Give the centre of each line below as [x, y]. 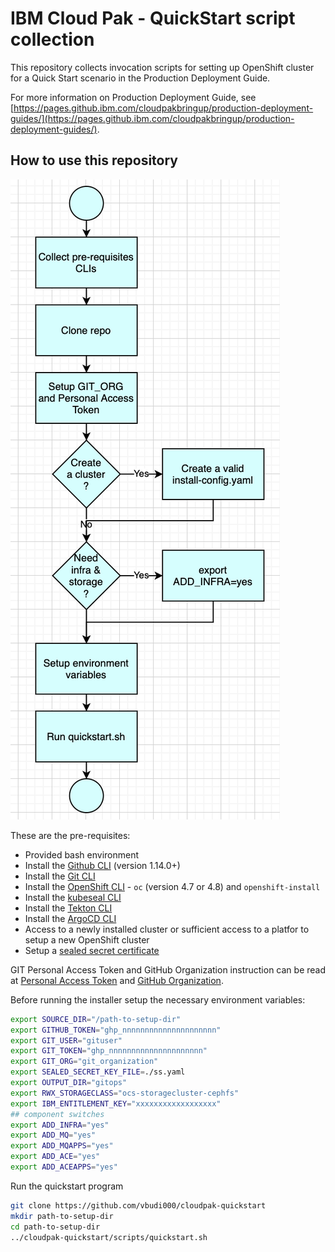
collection [52, 39]
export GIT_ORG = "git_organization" [84, 1062]
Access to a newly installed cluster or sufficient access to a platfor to [167, 929]
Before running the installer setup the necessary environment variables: [158, 999]
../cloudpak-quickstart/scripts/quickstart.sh [109, 1237]
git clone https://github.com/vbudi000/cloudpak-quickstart [138, 1205]
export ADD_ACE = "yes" [55, 1157]
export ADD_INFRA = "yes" [60, 1125]
